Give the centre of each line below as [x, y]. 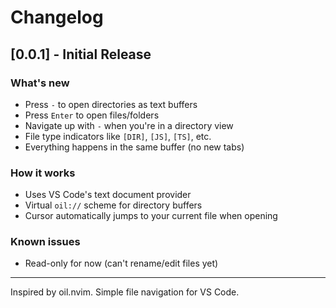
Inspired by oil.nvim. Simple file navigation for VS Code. [125, 292]
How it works [43, 173]
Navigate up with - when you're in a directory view [129, 125]
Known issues [45, 242]
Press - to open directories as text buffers [111, 104]
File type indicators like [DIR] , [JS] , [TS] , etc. [118, 136]
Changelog [57, 17]
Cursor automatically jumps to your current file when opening [151, 216]
